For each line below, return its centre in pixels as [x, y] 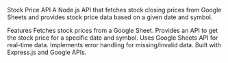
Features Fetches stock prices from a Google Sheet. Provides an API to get [112, 30]
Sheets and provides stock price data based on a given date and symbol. [110, 17]
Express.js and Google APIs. [47, 52]
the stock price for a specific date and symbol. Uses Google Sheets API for [113, 38]
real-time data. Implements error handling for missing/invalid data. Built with [114, 45]
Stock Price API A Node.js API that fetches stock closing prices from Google [114, 10]
